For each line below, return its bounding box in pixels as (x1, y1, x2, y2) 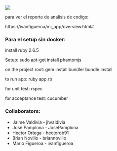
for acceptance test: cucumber (5, 95, 68, 101)
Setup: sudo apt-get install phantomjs (5, 57, 81, 63)
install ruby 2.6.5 (5, 47, 39, 53)
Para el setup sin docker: (5, 36, 66, 43)
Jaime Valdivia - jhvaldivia (12, 119, 66, 125)
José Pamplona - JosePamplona (12, 124, 79, 130)
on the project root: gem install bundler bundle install (5, 67, 113, 73)
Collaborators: (5, 108, 40, 115)
